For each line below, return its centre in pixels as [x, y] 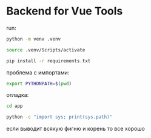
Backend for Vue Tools [65, 11]
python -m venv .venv [34, 39]
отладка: [18, 95]
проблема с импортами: [38, 72]
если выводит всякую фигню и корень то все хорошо [76, 129]
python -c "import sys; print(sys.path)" [59, 117]
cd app [15, 106]
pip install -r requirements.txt [49, 61]
